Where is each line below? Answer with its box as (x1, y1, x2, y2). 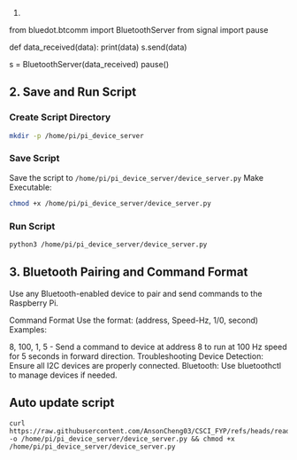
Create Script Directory (9, 111, 111, 123)
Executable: (9, 182, 52, 192)
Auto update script (9, 395, 115, 410)
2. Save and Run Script (9, 84, 137, 100)
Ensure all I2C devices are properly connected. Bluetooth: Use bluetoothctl (9, 360, 281, 370)
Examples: (9, 324, 47, 335)
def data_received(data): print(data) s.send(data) (9, 42, 187, 52)
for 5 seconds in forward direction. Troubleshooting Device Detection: (9, 350, 263, 362)
